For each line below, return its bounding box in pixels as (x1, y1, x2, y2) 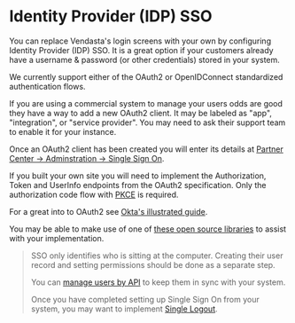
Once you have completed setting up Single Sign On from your (30, 294, 260, 304)
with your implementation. (9, 232, 105, 243)
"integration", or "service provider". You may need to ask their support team (9, 117, 286, 128)
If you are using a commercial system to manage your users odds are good (9, 98, 283, 108)
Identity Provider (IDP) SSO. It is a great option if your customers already (9, 44, 274, 55)
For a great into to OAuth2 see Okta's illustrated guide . (9, 206, 208, 217)
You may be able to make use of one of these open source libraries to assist (9, 224, 286, 234)
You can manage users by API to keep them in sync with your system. (30, 277, 286, 288)
